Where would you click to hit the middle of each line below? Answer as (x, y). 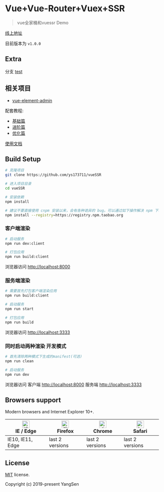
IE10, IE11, (20, 439)
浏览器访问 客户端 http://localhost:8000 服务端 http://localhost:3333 (73, 385)
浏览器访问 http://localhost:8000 (38, 267)
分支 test (14, 71)
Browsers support (33, 400)
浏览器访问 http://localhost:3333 (38, 332)
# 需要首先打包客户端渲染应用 (31, 291)
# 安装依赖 (15, 197)
